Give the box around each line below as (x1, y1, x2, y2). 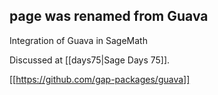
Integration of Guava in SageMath (9, 34, 148, 46)
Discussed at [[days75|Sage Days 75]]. (9, 54, 171, 66)
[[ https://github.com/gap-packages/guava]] (9, 73, 191, 85)
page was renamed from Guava (9, 8, 209, 25)
